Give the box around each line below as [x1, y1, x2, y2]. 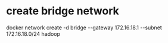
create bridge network [6, 4, 119, 18]
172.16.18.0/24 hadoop [6, 30, 61, 37]
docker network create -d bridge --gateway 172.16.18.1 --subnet [6, 24, 162, 31]
